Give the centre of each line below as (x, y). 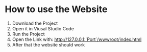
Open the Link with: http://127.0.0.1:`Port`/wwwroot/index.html (77, 39)
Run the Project (28, 34)
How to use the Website (56, 9)
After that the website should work (48, 44)
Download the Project (35, 23)
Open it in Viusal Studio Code (43, 28)
